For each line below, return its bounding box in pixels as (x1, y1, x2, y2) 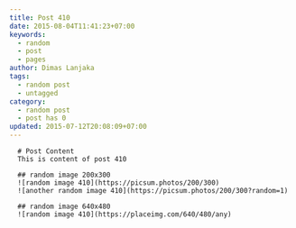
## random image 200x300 (17, 170, 111, 179)
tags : (9, 72, 30, 81)
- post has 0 (17, 114, 67, 123)
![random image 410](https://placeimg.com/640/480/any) (17, 210, 232, 219)
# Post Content (17, 147, 75, 156)
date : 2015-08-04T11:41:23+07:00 (9, 22, 135, 31)
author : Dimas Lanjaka (9, 64, 95, 73)
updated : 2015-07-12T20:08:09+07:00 (9, 123, 147, 132)
